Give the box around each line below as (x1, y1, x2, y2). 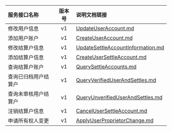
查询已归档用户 (8, 73, 45, 80)
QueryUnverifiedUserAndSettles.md (76, 94, 163, 101)
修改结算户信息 (8, 45, 45, 51)
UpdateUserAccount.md (76, 25, 135, 32)
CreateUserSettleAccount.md (76, 54, 147, 60)
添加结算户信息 (8, 54, 45, 61)
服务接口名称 (8, 11, 39, 18)
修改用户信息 (8, 25, 39, 32)
